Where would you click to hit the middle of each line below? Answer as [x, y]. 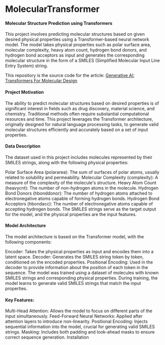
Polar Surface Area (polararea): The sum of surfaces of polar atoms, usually [82, 172]
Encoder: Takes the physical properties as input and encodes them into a [80, 251]
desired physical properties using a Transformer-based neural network [77, 39]
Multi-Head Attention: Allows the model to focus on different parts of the [79, 311]
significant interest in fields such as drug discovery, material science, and [80, 108]
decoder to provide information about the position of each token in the [77, 267]
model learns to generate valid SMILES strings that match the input [73, 283]
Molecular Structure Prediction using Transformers [59, 23]
